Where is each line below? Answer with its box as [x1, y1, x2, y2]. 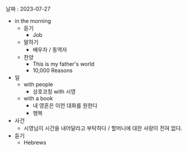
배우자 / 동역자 [32, 46, 67, 53]
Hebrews [23, 139, 47, 146]
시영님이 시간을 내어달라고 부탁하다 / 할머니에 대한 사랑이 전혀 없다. [23, 124, 183, 132]
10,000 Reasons [32, 67, 73, 74]
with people [23, 81, 53, 88]
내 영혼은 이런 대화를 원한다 [32, 102, 98, 109]
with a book [23, 95, 53, 101]
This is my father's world [32, 60, 95, 68]
